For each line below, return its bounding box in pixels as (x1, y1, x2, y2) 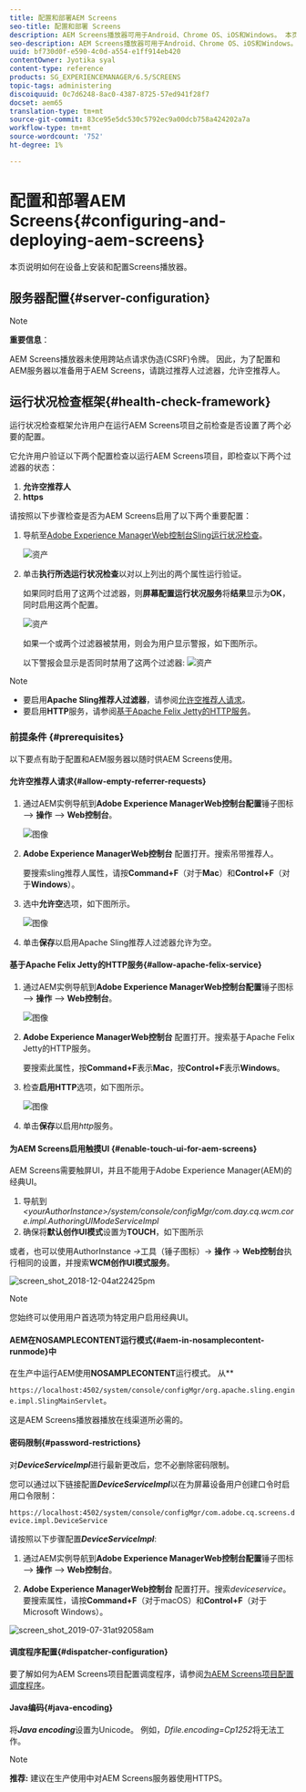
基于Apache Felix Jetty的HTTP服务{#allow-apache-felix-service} (9, 959, 262, 971)
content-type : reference (9, 65, 104, 74)
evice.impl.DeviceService (9, 1516, 107, 1525)
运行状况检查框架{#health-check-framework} (9, 394, 271, 409)
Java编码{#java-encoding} (9, 1702, 114, 1714)
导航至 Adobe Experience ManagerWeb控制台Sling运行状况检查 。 (22, 530, 268, 541)
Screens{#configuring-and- (9, 211, 227, 231)
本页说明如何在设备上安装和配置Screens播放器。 (9, 261, 193, 272)
